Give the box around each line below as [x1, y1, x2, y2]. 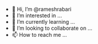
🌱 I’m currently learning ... [11, 18, 75, 25]
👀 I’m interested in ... [11, 12, 62, 19]
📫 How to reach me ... [11, 32, 67, 38]
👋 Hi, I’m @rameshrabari [11, 6, 72, 12]
